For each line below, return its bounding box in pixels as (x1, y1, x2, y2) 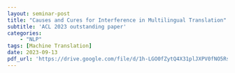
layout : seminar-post (7, 10, 71, 17)
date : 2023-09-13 (7, 49, 58, 56)
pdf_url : (7, 56, 33, 63)
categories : (7, 29, 42, 37)
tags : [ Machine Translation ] (7, 42, 92, 49)
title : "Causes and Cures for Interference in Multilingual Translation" (7, 17, 227, 24)
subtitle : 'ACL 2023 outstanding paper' (7, 23, 127, 30)
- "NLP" (20, 36, 42, 43)
